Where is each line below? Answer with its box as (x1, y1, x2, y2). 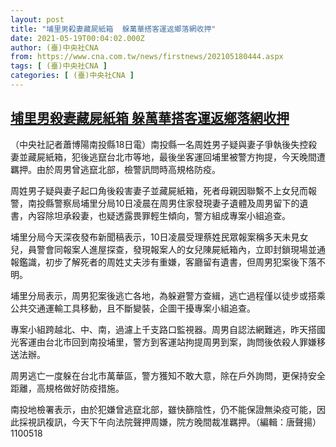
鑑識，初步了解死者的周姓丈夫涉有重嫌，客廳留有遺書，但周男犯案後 (18, 256, 300, 268)
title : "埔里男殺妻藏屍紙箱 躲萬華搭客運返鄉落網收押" (10, 24, 217, 34)
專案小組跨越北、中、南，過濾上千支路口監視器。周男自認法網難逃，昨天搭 (10, 323, 317, 335)
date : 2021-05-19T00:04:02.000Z (10, 33, 145, 43)
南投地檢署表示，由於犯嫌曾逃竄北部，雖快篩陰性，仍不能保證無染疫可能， (10, 403, 317, 415)
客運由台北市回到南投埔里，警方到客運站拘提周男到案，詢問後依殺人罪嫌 (18, 336, 317, 348)
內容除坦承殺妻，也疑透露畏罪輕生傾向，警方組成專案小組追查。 (27, 209, 291, 221)
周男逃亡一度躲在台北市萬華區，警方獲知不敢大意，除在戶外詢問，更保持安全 (10, 369, 326, 381)
